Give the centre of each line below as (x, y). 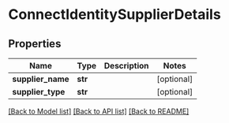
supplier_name (41, 79)
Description (126, 66)
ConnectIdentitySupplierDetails (114, 15)
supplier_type (39, 92)
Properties (35, 44)
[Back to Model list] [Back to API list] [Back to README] (99, 111)
